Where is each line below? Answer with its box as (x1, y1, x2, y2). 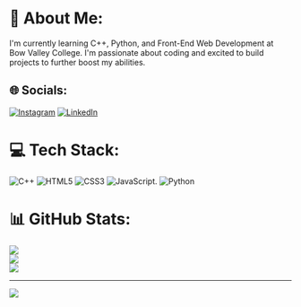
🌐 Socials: (9, 83, 68, 98)
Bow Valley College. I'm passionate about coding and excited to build (9, 47, 264, 57)
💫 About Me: (9, 8, 104, 29)
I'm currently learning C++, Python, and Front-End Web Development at (9, 38, 274, 48)
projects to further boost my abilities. (9, 57, 146, 67)
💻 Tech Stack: (9, 139, 120, 160)
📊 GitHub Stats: (9, 208, 132, 229)
